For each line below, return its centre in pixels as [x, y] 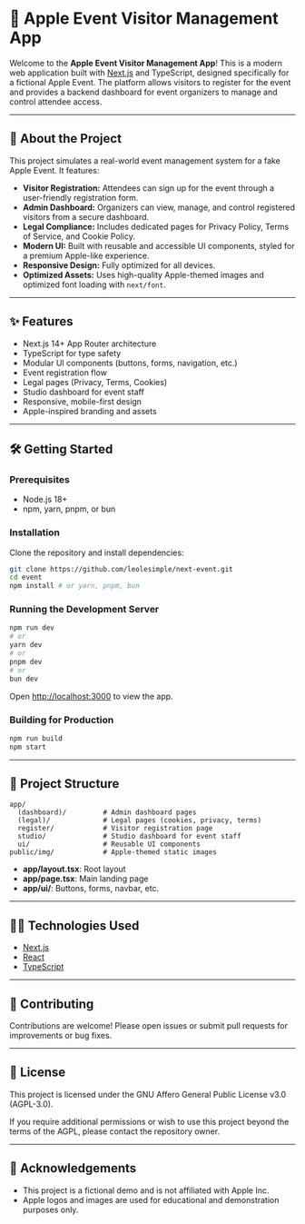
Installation [35, 532]
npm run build [36, 738]
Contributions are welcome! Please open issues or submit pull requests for [149, 1026]
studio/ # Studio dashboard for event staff [130, 836]
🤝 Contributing [52, 1004]
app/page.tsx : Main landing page [85, 879]
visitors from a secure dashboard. [86, 216]
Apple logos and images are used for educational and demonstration [151, 1199]
